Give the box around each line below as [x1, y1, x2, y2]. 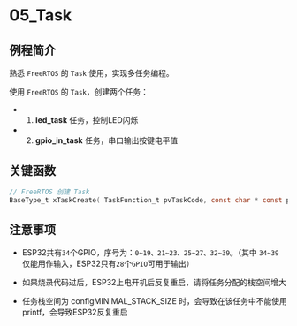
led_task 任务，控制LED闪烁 [34, 115, 139, 125]
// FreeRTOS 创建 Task [9, 187, 90, 196]
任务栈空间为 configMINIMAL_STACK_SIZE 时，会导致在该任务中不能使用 [21, 296, 287, 307]
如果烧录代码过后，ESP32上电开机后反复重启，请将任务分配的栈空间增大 [21, 277, 287, 288]
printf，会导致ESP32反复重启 [21, 307, 128, 318]
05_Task [9, 5, 72, 26]
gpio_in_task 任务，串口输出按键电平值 [34, 135, 179, 146]
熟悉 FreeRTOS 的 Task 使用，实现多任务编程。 [9, 68, 174, 78]
